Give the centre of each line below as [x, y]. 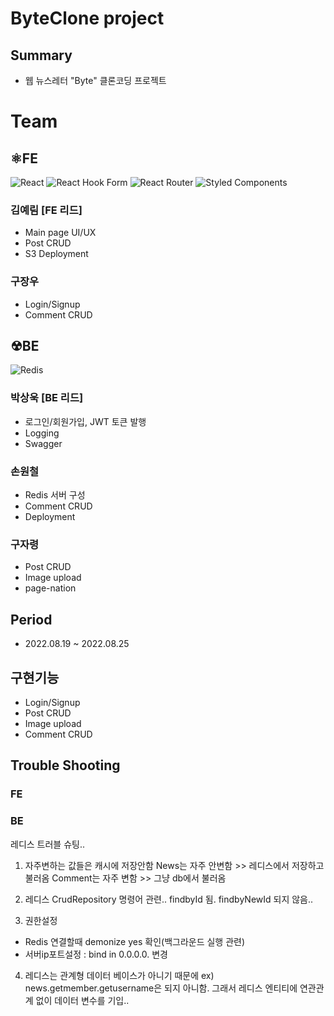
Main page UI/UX [60, 233]
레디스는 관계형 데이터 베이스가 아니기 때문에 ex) [119, 975]
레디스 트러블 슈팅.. [47, 844]
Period [31, 619]
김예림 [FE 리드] [46, 210]
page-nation [50, 588]
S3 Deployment [56, 254]
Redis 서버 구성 [55, 495]
